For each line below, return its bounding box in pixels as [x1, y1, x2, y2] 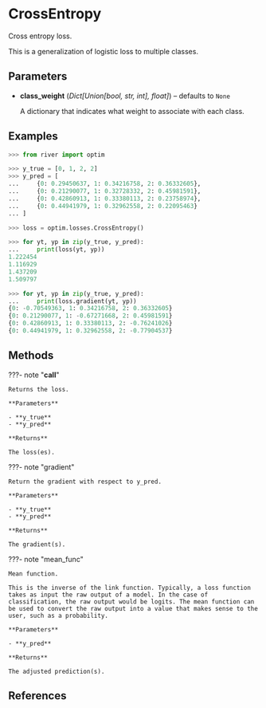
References [8, 689, 67, 702]
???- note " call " [8, 370, 60, 380]
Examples [8, 129, 58, 144]
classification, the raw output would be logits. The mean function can [8, 597, 255, 606]
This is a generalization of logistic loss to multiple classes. [8, 46, 199, 56]
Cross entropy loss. [8, 31, 72, 41]
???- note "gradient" [8, 462, 75, 471]
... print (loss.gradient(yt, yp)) [8, 297, 137, 305]
